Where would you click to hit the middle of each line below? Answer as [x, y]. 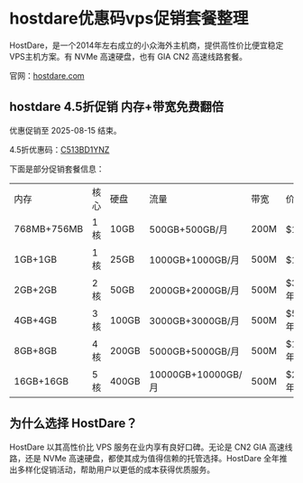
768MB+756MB [49, 228]
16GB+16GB [41, 381]
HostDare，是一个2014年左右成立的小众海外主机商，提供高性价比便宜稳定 [147, 45]
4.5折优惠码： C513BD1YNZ [60, 149]
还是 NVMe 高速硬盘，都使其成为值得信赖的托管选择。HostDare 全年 [152, 458]
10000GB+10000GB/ [196, 374]
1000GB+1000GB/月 [194, 260]
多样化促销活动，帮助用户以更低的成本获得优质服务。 [115, 469]
